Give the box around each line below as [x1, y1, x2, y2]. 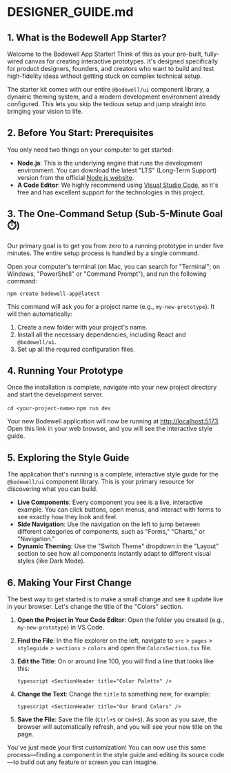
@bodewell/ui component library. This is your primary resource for [7, 477, 194, 486]
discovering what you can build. [7, 485, 98, 493]
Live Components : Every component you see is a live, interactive [17, 498, 203, 507]
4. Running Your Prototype [7, 365, 123, 377]
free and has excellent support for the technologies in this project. [17, 188, 205, 197]
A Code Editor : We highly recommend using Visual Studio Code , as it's [17, 181, 219, 189]
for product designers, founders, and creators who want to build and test [7, 65, 214, 72]
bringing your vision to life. [7, 108, 83, 115]
